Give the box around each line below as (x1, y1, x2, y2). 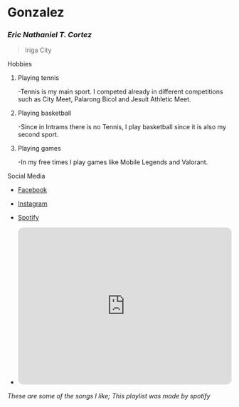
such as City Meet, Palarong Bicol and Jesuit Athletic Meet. (17, 95, 191, 104)
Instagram (17, 199, 48, 208)
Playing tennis (17, 74, 59, 82)
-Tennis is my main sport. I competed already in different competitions (17, 87, 223, 96)
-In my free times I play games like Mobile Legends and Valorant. (17, 158, 208, 166)
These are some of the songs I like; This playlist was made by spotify (7, 392, 211, 401)
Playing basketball (17, 109, 72, 118)
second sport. (17, 130, 59, 139)
